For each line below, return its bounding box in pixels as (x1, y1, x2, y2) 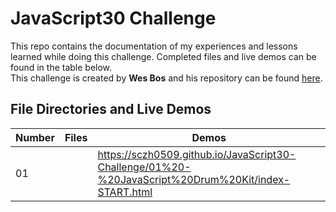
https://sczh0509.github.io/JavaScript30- (97, 147, 297, 161)
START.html (97, 185, 153, 199)
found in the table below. (10, 61, 113, 73)
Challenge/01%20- (97, 160, 192, 174)
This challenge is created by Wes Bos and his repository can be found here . (10, 72, 323, 84)
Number (15, 130, 55, 144)
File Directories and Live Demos (10, 101, 212, 118)
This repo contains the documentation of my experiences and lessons (10, 40, 298, 52)
